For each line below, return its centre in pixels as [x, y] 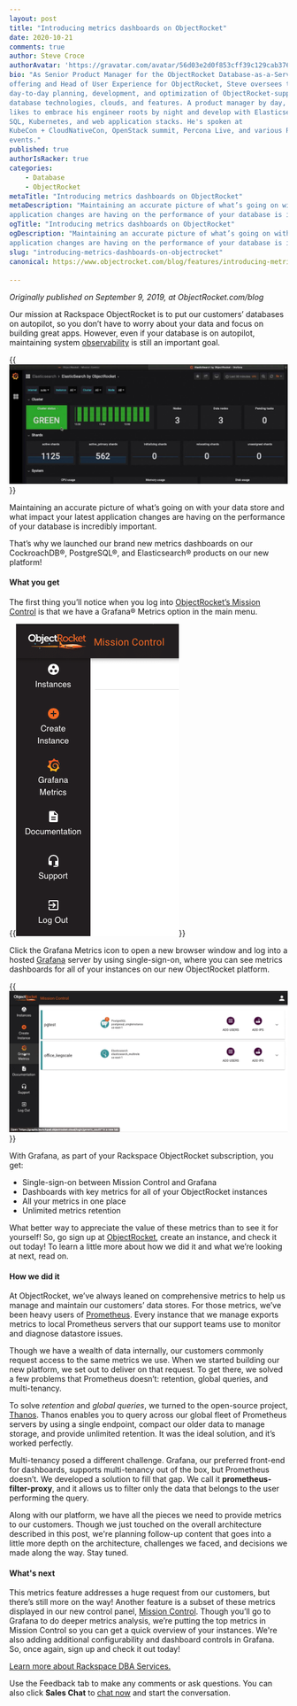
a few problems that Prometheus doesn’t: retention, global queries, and [139, 1379]
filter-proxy [31, 1489]
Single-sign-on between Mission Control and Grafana [119, 1182]
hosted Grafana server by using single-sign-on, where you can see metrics [146, 960]
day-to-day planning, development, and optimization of [114, 93]
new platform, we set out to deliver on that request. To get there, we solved [146, 1369]
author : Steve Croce [47, 56]
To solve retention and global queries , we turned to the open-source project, [148, 1406]
